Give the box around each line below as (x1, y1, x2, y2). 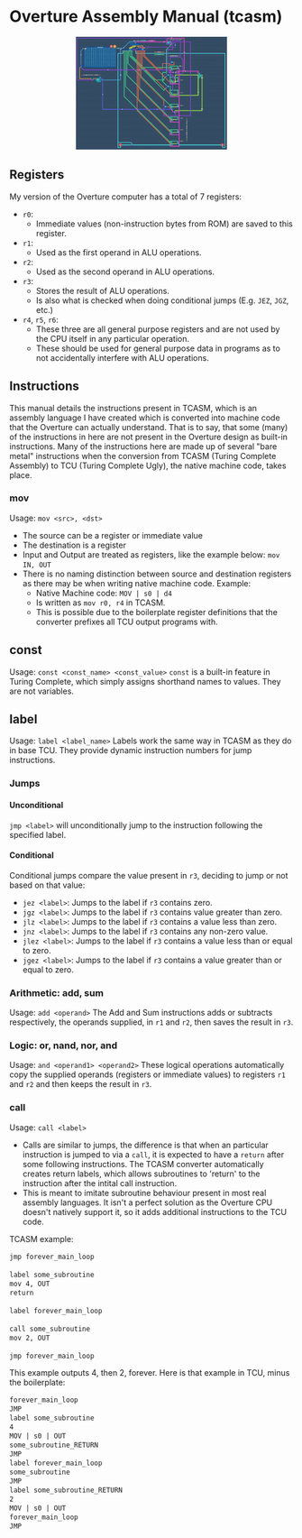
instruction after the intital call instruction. (22, 1177, 178, 1188)
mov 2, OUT (9, 1333, 50, 1342)
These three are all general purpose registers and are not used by (35, 323, 280, 335)
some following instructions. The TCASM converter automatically (22, 1158, 264, 1169)
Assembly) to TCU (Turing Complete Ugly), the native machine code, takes (9, 460, 287, 471)
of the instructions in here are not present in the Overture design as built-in (9, 431, 288, 442)
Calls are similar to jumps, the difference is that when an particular (22, 1139, 269, 1150)
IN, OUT (22, 560, 51, 569)
